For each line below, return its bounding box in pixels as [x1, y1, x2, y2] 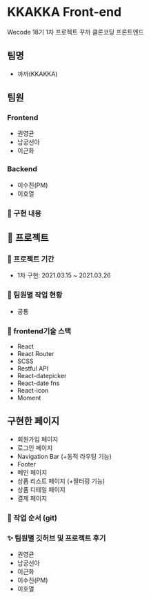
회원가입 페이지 [17, 435, 59, 443]
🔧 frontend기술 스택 [7, 326, 71, 335]
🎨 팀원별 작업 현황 [7, 291, 63, 300]
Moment [17, 393, 41, 402]
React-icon [17, 386, 49, 394]
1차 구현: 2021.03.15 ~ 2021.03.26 [17, 271, 112, 279]
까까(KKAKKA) [17, 70, 58, 78]
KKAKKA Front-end [7, 4, 122, 20]
